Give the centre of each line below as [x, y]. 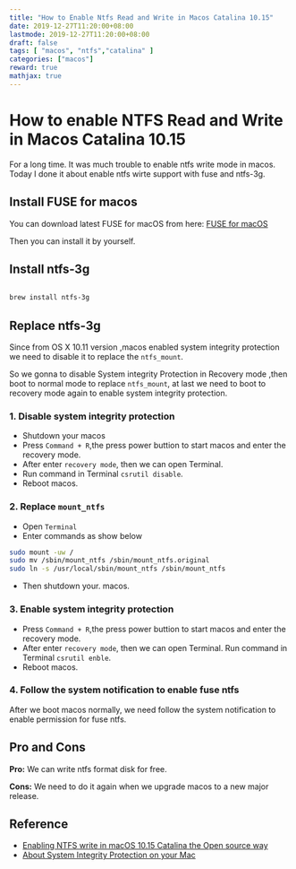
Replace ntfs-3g [55, 325]
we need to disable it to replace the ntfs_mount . [96, 356]
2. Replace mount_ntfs [57, 507]
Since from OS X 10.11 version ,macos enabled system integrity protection [144, 347]
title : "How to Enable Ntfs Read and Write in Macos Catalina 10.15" [142, 17]
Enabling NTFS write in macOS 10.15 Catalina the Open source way [145, 846]
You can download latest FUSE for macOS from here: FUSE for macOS [139, 223]
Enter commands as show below [82, 535]
